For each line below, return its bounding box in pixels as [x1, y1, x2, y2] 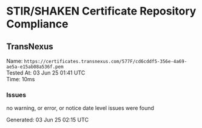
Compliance [6, 17, 69, 31]
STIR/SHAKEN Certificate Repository [6, 4, 197, 18]
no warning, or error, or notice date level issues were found [6, 104, 155, 112]
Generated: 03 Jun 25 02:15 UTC [6, 116, 89, 124]
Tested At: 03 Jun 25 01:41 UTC [6, 69, 86, 76]
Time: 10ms [6, 76, 35, 83]
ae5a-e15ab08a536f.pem [6, 64, 64, 70]
